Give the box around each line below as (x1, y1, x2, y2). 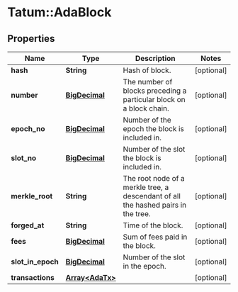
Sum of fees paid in (123, 232, 188, 242)
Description (135, 54, 176, 63)
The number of (123, 77, 173, 86)
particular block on (123, 95, 186, 104)
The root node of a (123, 174, 186, 183)
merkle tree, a (123, 182, 169, 192)
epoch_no (11, 124, 45, 133)
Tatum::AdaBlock (7, 4, 112, 21)
